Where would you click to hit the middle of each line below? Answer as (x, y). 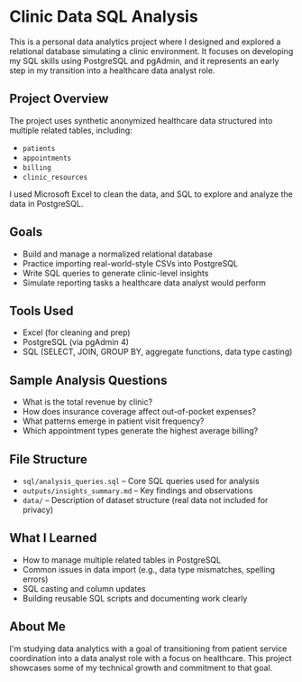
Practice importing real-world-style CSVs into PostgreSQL (130, 263)
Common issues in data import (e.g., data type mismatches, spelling (149, 569)
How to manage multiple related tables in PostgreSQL (122, 560)
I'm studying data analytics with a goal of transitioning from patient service (148, 649)
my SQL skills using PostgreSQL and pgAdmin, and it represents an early (144, 61)
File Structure (48, 459)
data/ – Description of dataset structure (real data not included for (145, 500)
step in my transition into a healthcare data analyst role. (112, 70)
